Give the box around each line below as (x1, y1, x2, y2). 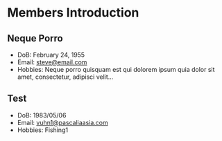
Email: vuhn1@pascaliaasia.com (17, 118, 109, 126)
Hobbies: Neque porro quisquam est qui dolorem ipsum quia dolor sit (17, 66, 215, 73)
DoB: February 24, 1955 (17, 50, 85, 59)
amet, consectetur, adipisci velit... (17, 73, 114, 81)
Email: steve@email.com (17, 58, 87, 66)
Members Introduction (7, 5, 139, 21)
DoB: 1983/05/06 (17, 111, 67, 119)
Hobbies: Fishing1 (17, 126, 68, 134)
